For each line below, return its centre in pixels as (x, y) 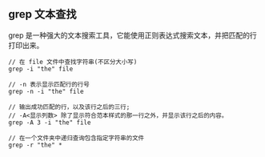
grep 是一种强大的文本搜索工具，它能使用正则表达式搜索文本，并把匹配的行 (133, 35)
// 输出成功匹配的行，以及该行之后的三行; (69, 107)
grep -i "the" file (41, 69)
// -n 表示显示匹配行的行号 (49, 84)
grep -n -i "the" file (46, 91)
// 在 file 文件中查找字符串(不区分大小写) (73, 62)
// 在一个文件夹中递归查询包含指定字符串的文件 (76, 138)
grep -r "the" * (35, 145)
